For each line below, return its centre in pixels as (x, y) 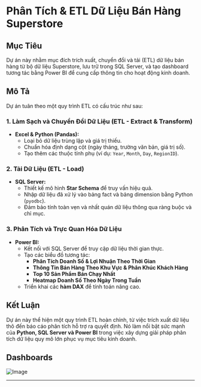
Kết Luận (23, 305)
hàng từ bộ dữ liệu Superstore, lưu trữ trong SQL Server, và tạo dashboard (98, 66)
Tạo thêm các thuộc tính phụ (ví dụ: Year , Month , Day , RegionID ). (101, 153)
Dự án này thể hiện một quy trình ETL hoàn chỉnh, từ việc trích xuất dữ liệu (98, 320)
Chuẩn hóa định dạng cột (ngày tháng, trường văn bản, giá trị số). (104, 147)
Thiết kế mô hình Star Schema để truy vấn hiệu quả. (88, 188)
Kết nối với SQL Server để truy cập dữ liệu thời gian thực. (94, 248)
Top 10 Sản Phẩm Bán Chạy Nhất (74, 274)
